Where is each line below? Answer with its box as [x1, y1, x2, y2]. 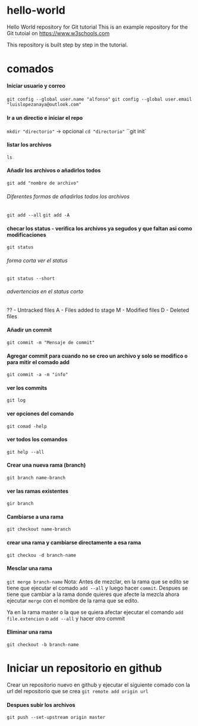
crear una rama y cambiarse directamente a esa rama [7, 539, 142, 546]
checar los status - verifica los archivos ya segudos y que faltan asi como [7, 225, 193, 232]
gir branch [7, 501, 34, 507]
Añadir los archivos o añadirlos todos [7, 167, 101, 174]
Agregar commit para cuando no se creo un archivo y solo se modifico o [7, 352, 188, 359]
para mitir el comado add [7, 358, 70, 365]
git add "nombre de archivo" [7, 180, 79, 186]
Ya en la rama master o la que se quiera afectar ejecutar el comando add [7, 609, 184, 616]
